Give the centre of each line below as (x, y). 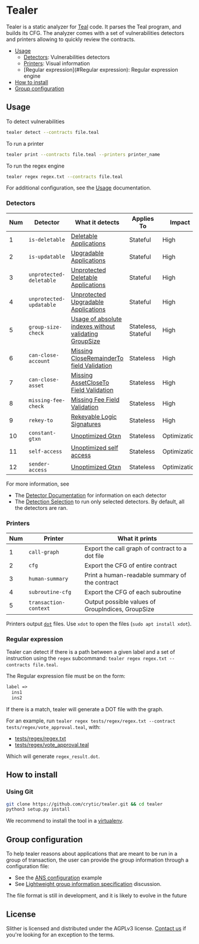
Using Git (20, 792)
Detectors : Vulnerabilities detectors (67, 57)
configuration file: (28, 866)
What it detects (97, 222)
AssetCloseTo (90, 383)
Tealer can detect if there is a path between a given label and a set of (91, 652)
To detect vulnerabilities (36, 121)
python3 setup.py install (38, 810)
